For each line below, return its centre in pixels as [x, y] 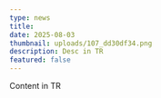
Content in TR [35, 86]
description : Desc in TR [56, 52]
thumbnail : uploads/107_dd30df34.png [81, 43]
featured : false [40, 60]
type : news [30, 18]
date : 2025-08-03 [42, 34]
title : [22, 26]
